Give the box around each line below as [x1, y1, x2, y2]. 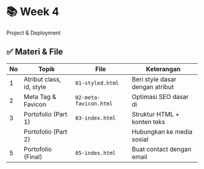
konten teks [131, 117, 165, 126]
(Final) [24, 153, 42, 161]
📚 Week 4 [6, 5, 59, 19]
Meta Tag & [24, 92, 56, 101]
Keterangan [146, 64, 181, 73]
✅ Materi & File [6, 47, 64, 57]
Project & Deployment [6, 29, 61, 36]
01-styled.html [75, 80, 120, 86]
